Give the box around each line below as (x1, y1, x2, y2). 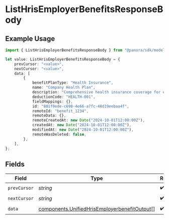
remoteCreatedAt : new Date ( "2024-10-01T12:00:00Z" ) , (32, 118, 145, 123)
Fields (5, 160, 25, 169)
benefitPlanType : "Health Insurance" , (32, 80, 114, 85)
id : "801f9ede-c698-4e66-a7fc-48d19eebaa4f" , (32, 103, 129, 109)
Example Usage (5, 34, 55, 43)
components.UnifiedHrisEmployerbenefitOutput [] (38, 205, 155, 212)
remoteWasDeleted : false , (32, 132, 87, 137)
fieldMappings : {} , (32, 99, 73, 104)
